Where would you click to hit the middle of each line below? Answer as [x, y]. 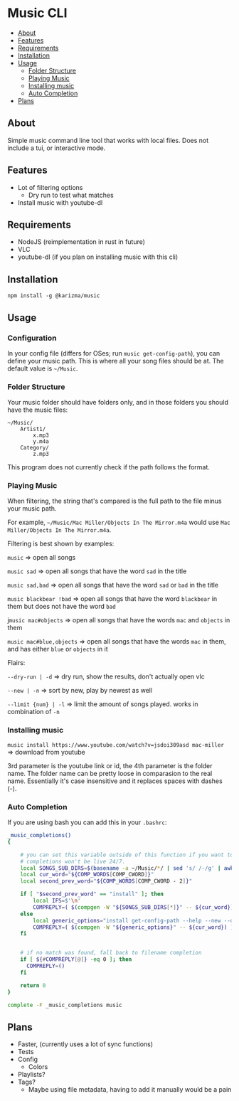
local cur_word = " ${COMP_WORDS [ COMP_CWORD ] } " [87, 875]
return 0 [33, 985]
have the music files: [38, 410]
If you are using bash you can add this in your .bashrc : [87, 822]
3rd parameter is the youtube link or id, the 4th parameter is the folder [110, 765]
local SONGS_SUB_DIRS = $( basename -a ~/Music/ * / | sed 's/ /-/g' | [121, 868]
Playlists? [31, 1075]
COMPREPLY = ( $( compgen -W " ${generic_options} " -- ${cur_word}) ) [133, 927]
